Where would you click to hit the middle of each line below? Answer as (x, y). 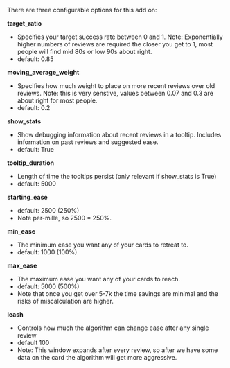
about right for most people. (57, 100)
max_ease (22, 265)
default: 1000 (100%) (47, 252)
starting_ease (28, 197)
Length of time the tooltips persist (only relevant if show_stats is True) (117, 176)
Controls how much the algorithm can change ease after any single (113, 328)
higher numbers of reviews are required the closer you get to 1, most (115, 44)
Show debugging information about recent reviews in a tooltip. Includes (119, 135)
